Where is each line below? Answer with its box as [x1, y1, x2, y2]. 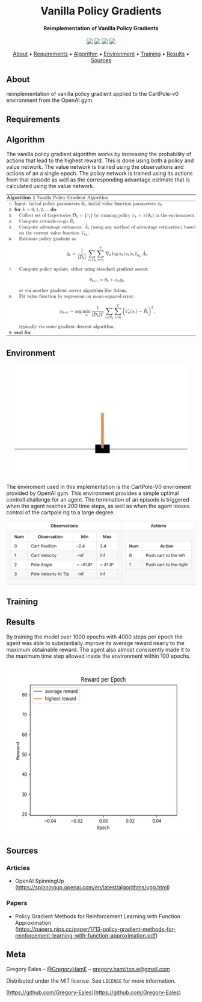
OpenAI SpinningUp [14, 877, 64, 884]
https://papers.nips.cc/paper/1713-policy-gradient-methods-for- [17, 925, 176, 933]
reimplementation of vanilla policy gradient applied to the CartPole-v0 [6, 90, 179, 98]
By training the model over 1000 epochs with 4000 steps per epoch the [6, 633, 183, 640]
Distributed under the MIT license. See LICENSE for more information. [6, 977, 176, 984]
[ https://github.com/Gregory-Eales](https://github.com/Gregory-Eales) [6, 989, 182, 996]
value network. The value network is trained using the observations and [6, 163, 185, 171]
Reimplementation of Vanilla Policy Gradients [43, 24, 159, 31]
